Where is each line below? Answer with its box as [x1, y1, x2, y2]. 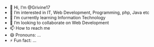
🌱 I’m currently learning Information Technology [9, 15, 106, 20]
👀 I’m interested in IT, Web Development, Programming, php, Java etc [9, 10, 150, 15]
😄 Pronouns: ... [9, 32, 41, 38]
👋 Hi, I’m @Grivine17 [9, 5, 50, 10]
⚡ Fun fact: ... [9, 37, 37, 43]
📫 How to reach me [9, 25, 50, 31]
